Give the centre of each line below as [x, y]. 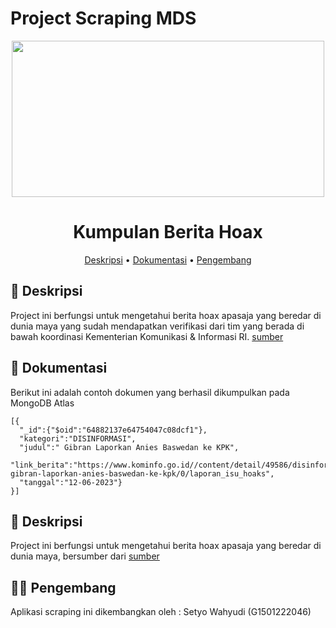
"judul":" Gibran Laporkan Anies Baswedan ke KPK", [129, 447]
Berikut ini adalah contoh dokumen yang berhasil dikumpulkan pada [150, 392]
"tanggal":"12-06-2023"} [71, 482]
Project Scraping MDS [103, 18]
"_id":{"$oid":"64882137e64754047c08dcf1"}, [113, 430]
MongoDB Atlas [42, 403]
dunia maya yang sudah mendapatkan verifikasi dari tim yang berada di [157, 326]
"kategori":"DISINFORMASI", [78, 438]
